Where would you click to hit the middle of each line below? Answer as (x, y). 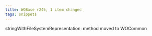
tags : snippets (21, 14)
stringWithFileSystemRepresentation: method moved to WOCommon (76, 28)
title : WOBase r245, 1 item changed (43, 10)
